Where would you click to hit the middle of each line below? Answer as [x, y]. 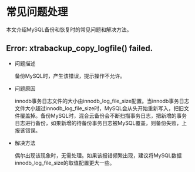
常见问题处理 [37, 12]
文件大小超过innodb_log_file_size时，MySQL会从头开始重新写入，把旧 [99, 108]
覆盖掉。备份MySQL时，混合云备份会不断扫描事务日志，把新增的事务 [103, 115]
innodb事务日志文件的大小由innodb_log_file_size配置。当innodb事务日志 [102, 101]
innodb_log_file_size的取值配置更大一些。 [65, 163]
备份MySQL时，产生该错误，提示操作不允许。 [70, 76]
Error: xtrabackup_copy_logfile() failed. [80, 49]
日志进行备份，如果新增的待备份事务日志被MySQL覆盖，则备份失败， [98, 123]
